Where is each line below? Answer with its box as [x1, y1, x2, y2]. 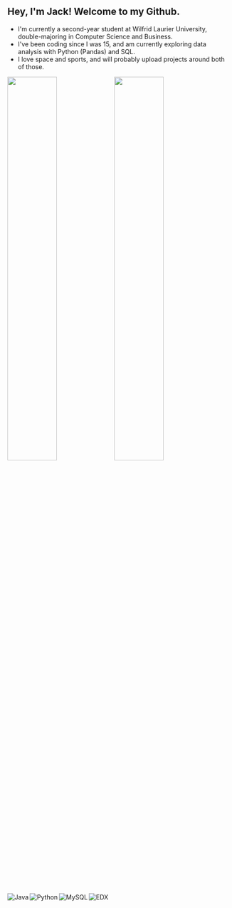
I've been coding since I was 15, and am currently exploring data [17, 39, 206, 48]
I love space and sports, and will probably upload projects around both [17, 55, 226, 63]
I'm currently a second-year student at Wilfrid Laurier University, [17, 24, 208, 33]
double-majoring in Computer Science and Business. [17, 32, 173, 41]
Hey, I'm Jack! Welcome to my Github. [7, 6, 180, 18]
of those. [17, 62, 45, 71]
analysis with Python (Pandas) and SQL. [17, 47, 135, 56]
